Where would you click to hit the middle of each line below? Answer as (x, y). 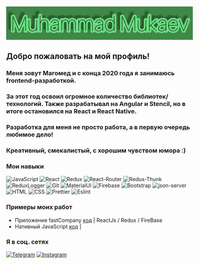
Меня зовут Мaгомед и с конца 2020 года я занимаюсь (90, 73)
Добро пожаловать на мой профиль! (78, 57)
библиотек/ (151, 96)
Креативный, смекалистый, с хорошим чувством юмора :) (96, 150)
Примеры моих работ (39, 207)
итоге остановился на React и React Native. (72, 111)
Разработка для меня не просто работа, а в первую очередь (98, 127)
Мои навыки (25, 166)
